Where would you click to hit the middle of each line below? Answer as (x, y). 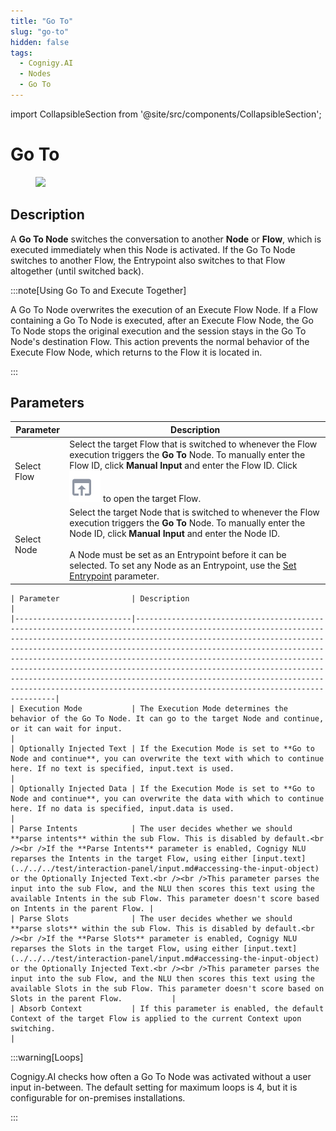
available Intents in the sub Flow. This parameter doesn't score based (165, 898)
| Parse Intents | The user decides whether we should (151, 828)
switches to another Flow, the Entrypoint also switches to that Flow (148, 260)
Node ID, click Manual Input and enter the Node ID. (175, 534)
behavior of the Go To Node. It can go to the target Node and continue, (167, 718)
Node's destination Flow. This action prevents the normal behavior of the (160, 341)
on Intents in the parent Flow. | (82, 908)
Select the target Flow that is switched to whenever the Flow (193, 444)
